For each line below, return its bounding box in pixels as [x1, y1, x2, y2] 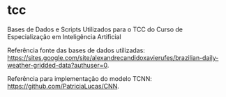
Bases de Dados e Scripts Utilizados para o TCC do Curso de [7, 25, 183, 33]
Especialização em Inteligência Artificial [7, 32, 121, 40]
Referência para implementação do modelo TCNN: [7, 74, 152, 82]
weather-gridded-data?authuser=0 [7, 61, 108, 69]
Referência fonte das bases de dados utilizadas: [7, 46, 145, 54]
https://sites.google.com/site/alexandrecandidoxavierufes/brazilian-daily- [7, 53, 219, 61]
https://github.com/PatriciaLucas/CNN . [7, 82, 120, 90]
